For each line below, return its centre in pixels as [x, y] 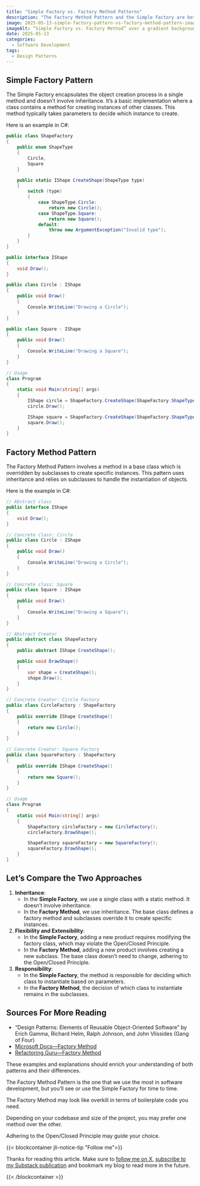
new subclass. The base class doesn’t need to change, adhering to [106, 956]
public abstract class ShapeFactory [51, 640]
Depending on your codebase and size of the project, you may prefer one [96, 1118]
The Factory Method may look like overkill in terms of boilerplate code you [97, 1100]
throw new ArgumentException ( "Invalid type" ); [107, 230]
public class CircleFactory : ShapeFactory [61, 705]
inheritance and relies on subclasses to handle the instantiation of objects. [97, 479]
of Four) [25, 1040]
